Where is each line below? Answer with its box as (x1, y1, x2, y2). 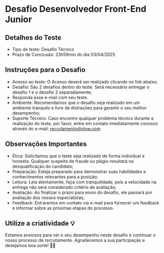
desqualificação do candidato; (12, 163, 73, 169)
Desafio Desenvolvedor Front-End (5, 3, 147, 15)
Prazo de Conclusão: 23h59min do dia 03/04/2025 (12, 51, 116, 57)
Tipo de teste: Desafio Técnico (12, 47, 74, 52)
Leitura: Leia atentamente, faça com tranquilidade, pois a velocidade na (12, 179, 157, 185)
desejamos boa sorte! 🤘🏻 (5, 243, 56, 249)
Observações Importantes (5, 140, 87, 148)
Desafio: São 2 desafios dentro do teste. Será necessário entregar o (12, 84, 150, 90)
